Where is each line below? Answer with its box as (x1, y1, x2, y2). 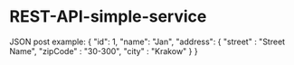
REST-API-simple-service (9, 6, 207, 27)
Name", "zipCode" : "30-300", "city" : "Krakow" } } (9, 45, 198, 56)
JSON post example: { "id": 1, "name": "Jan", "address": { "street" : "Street (9, 36, 286, 47)
